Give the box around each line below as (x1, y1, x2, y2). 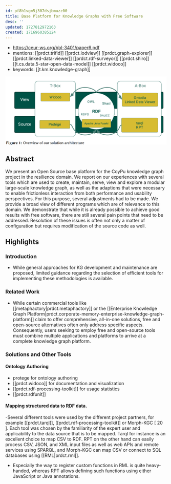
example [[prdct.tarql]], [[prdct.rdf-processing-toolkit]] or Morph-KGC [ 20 (5, 419, 163, 426)
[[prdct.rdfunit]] (12, 391, 46, 397)
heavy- (146, 462, 161, 468)
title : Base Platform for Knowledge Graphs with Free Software (5, 13, 143, 19)
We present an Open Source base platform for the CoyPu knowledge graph (5, 168, 164, 174)
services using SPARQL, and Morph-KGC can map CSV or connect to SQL (5, 447, 162, 453)
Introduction (5, 252, 37, 260)
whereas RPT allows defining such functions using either (31, 468, 152, 474)
